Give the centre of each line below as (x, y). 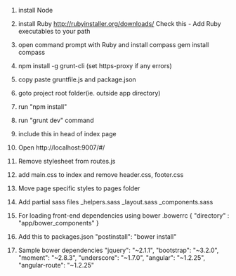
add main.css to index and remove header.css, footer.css (101, 175)
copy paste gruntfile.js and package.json (77, 79)
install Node (35, 10)
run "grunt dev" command (56, 120)
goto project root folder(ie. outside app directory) (89, 93)
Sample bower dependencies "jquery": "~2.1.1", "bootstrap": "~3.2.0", (118, 250)
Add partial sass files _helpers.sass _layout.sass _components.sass (116, 202)
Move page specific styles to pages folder (79, 188)
